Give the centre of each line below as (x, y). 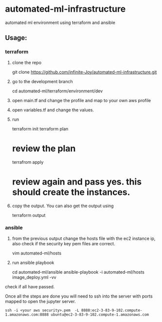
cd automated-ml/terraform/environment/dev (57, 91)
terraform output (29, 215)
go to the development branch (42, 81)
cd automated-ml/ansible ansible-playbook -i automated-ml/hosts (78, 272)
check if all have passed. (30, 286)
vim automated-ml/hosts (37, 253)
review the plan (44, 148)
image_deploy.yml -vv (34, 277)
